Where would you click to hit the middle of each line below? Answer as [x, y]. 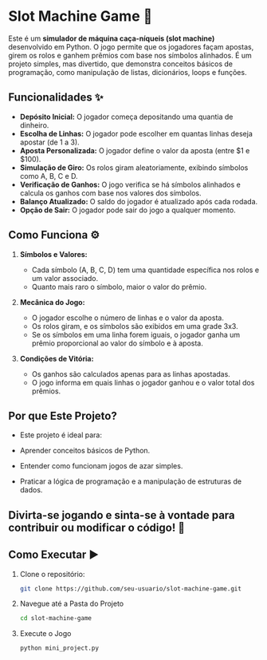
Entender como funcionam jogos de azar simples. [101, 466]
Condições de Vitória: [57, 358]
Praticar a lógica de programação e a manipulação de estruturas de [130, 481]
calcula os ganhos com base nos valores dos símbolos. [110, 193]
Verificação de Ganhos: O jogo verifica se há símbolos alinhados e [130, 184]
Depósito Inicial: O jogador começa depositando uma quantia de [126, 117]
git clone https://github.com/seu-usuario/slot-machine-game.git [130, 589]
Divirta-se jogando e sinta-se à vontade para [122, 515]
